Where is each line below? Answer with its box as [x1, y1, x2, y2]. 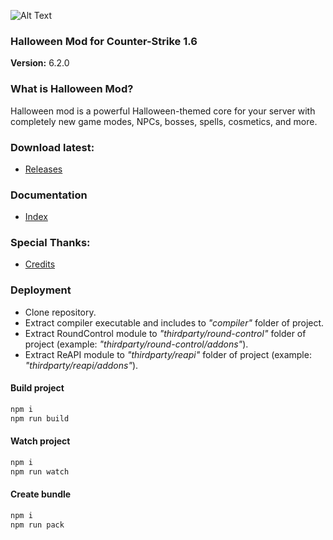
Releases [24, 163, 63, 175]
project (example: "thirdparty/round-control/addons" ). [24, 338, 249, 350]
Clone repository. [24, 306, 97, 318]
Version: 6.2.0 [10, 57, 70, 69]
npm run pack [10, 520, 65, 530]
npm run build [10, 413, 70, 424]
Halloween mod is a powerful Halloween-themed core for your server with [10, 105, 316, 117]
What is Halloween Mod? [10, 82, 134, 96]
